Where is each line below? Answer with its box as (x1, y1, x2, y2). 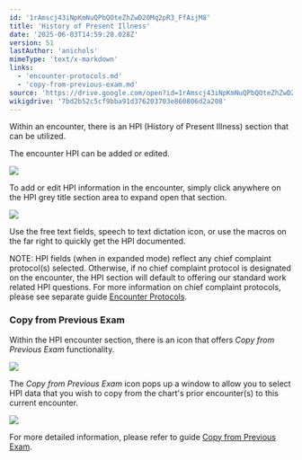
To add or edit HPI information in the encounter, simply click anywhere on (9, 182, 281, 193)
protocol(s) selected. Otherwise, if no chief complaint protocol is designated (9, 262, 292, 274)
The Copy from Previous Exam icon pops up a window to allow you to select (9, 378, 291, 389)
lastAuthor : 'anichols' (9, 47, 99, 56)
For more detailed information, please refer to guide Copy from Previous (9, 431, 277, 442)
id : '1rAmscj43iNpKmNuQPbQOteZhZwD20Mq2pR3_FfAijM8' (9, 13, 211, 22)
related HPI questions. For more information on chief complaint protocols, (9, 282, 281, 293)
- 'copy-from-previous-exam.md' (17, 80, 139, 89)
